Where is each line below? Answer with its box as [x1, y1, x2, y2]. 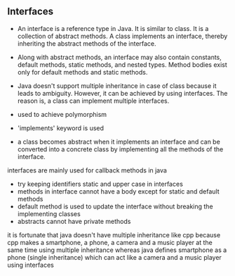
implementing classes [17, 209, 81, 218]
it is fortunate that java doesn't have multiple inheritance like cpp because [7, 230, 221, 239]
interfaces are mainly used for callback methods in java [7, 165, 167, 175]
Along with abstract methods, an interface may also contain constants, [17, 53, 222, 61]
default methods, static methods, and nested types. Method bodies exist [17, 60, 228, 69]
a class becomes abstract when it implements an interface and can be [17, 137, 221, 146]
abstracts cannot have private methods [17, 217, 131, 225]
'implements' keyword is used [17, 123, 104, 132]
